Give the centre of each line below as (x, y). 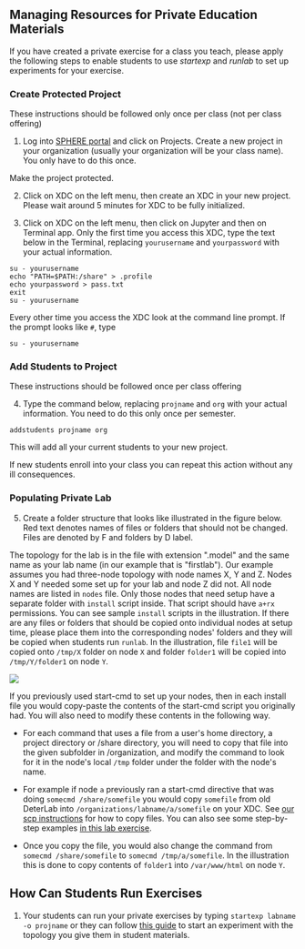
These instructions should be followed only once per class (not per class (146, 114)
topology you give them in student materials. (106, 934)
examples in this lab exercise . (97, 828)
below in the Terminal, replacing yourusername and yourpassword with (151, 242)
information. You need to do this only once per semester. (129, 414)
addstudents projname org (58, 430)
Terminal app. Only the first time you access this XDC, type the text (149, 233)
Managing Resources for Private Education (133, 15)
